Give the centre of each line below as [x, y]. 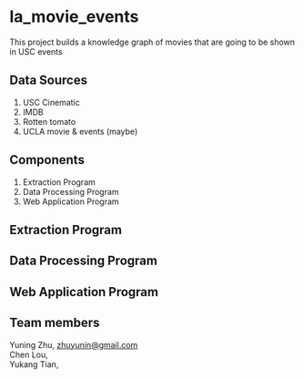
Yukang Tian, [34, 364]
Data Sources [49, 81]
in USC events [36, 51]
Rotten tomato [49, 121]
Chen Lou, [29, 354]
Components [47, 160]
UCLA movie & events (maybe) [80, 131]
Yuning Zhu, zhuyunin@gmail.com [74, 344]
